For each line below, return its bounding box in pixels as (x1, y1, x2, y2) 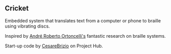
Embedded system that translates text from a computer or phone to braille (5, 17, 161, 23)
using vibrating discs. (5, 23, 50, 29)
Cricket (5, 4, 29, 13)
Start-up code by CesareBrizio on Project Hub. (5, 43, 103, 49)
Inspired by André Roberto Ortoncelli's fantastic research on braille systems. (5, 33, 166, 39)
